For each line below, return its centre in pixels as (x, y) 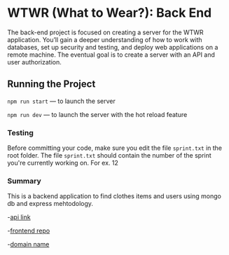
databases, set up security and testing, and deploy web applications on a (113, 47)
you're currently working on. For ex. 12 (63, 163)
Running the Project (51, 84)
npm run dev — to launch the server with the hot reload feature (97, 114)
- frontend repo (29, 231)
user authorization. (34, 62)
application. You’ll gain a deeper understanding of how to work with (105, 39)
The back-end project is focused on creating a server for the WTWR (106, 32)
